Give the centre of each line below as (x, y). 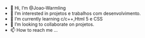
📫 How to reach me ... (34, 30)
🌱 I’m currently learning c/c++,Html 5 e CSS (56, 19)
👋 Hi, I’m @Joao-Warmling (38, 8)
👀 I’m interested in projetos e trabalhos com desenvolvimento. (75, 13)
